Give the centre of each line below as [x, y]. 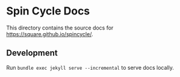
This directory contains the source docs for [60, 28]
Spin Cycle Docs [48, 11]
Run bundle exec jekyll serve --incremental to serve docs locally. [90, 67]
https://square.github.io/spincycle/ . [50, 34]
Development [32, 53]
